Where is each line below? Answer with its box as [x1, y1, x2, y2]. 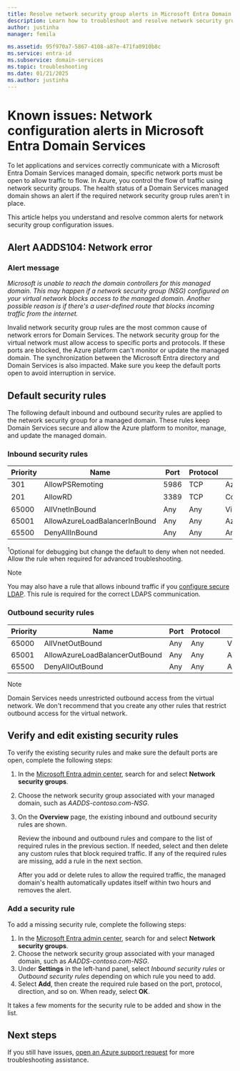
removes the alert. [17, 886, 71, 895]
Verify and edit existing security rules [7, 729, 179, 742]
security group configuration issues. [7, 221, 114, 229]
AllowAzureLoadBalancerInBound [44, 516, 157, 526]
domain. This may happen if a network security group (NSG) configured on [7, 287, 229, 295]
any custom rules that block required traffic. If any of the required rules [17, 850, 227, 858]
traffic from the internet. [7, 309, 79, 318]
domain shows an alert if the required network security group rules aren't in [7, 191, 230, 200]
